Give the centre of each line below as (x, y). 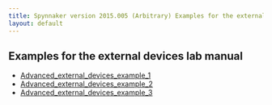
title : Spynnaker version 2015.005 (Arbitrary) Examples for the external (137, 16)
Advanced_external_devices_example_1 (85, 76)
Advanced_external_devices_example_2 (87, 84)
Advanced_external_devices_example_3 (86, 93)
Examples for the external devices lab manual (125, 56)
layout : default (36, 23)
